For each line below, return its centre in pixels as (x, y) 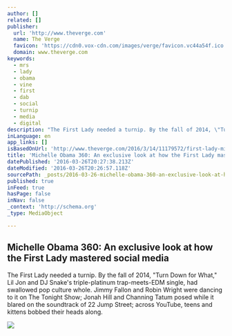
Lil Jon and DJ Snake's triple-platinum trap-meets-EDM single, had (103, 282)
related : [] (24, 20)
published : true (30, 181)
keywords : (21, 59)
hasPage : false (29, 194)
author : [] (23, 14)
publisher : (23, 26)
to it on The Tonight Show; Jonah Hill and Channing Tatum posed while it (110, 297)
